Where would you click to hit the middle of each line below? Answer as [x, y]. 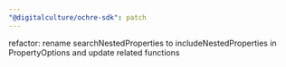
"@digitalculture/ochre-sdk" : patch [77, 17]
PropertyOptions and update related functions [94, 52]
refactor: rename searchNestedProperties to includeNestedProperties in [143, 43]
